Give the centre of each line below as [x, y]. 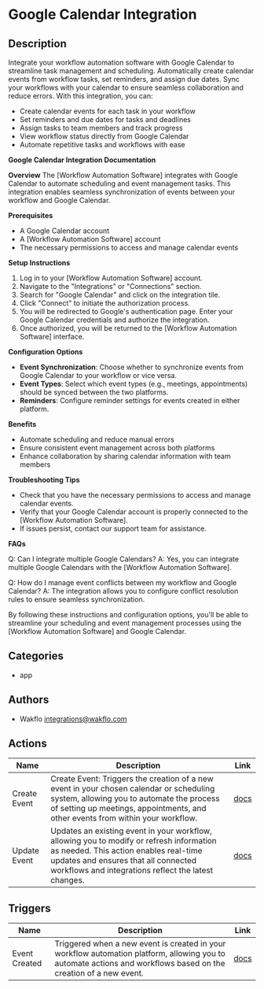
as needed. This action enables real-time [126, 850]
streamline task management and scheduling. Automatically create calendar [131, 71]
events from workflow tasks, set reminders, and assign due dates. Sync [124, 79]
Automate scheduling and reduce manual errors [97, 439]
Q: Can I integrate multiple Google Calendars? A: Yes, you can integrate [124, 559]
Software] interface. [52, 337]
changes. [68, 880]
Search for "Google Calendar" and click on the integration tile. [120, 294]
